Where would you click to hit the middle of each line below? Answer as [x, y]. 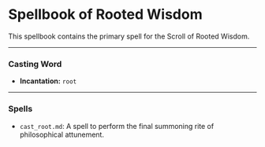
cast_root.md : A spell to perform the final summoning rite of [117, 126]
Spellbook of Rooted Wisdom [105, 15]
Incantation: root [48, 81]
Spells [21, 109]
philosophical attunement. [62, 134]
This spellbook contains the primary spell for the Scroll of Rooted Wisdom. [129, 36]
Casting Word [35, 64]
